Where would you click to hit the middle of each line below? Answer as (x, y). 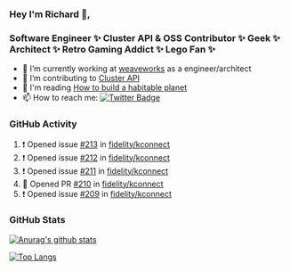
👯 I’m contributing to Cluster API (81, 78)
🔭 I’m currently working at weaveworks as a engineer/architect (137, 69)
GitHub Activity (43, 124)
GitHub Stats (37, 220)
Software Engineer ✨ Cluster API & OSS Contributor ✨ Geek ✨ (145, 37)
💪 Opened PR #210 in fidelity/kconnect (93, 184)
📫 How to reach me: (60, 98)
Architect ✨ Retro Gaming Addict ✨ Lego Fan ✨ (113, 49)
